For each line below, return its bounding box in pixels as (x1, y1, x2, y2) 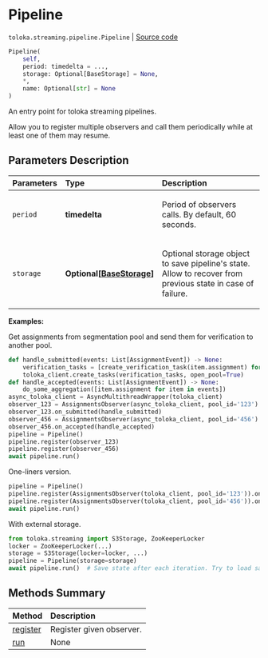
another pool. (8, 340, 53, 349)
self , (22, 54, 41, 63)
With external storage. (8, 519, 81, 528)
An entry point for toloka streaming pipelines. (8, 106, 157, 117)
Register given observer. (50, 624, 142, 635)
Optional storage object (162, 248, 250, 259)
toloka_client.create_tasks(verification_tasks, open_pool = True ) (22, 370, 245, 379)
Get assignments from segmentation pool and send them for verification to (8, 332, 254, 341)
